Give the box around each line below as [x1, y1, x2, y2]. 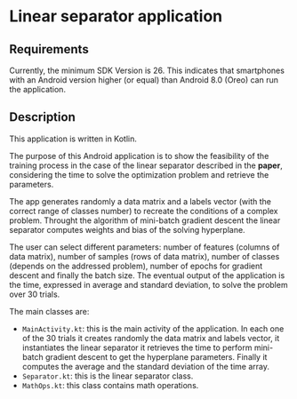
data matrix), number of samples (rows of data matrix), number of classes [9, 251, 280, 261]
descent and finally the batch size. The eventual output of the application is [9, 269, 285, 281]
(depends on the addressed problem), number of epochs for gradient [9, 260, 263, 271]
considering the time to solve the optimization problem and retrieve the [9, 169, 269, 180]
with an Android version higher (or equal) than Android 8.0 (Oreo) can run [9, 75, 278, 85]
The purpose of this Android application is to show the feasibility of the [9, 150, 269, 161]
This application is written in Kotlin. [9, 133, 138, 144]
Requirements [9, 42, 89, 57]
